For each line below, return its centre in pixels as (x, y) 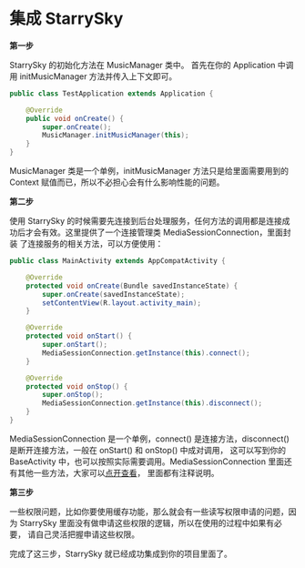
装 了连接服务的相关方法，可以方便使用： (86, 244)
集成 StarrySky (66, 19)
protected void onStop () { (77, 386)
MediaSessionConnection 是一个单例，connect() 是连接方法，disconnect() (149, 439)
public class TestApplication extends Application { (112, 93)
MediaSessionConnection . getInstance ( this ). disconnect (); (152, 403)
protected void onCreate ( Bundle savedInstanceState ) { (132, 286)
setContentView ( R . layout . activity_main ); (122, 303)
